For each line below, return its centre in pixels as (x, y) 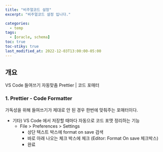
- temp (16, 28)
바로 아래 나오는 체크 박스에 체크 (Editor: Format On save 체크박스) (93, 138)
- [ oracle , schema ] (30, 37)
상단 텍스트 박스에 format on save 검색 (65, 132)
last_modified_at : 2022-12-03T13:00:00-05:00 (53, 51)
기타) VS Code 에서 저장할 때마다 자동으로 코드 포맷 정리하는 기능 (76, 120)
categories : (17, 23)
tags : (11, 33)
